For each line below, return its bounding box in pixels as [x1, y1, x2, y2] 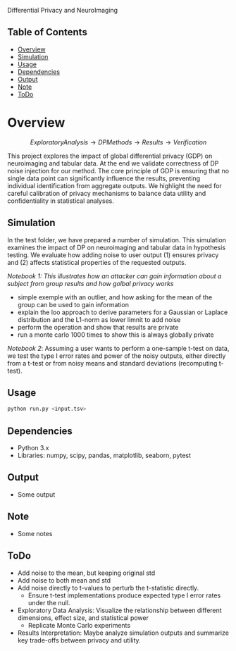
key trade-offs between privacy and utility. [17, 635, 141, 644]
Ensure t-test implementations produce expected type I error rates [27, 591, 221, 600]
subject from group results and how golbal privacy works [7, 279, 174, 287]
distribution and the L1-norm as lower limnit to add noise [17, 315, 181, 323]
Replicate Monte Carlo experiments [27, 621, 131, 629]
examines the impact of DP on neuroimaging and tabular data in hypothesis [7, 243, 226, 252]
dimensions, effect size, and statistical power [17, 613, 149, 622]
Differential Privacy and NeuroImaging [7, 6, 118, 14]
